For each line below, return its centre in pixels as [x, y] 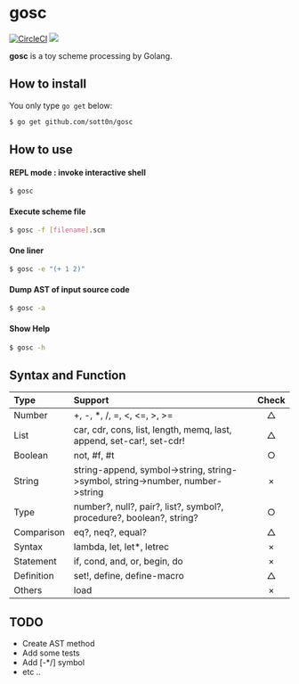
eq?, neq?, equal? [110, 532]
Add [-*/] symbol [53, 663]
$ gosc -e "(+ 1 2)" [48, 269]
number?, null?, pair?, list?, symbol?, [149, 507]
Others [28, 590]
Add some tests [51, 653]
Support [91, 400]
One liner [27, 250]
